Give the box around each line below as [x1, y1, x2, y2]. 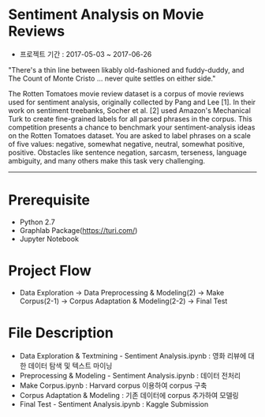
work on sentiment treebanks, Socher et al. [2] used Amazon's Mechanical [8, 105, 251, 115]
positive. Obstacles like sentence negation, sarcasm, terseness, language [8, 148, 247, 157]
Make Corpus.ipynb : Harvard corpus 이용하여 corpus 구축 [19, 381, 207, 390]
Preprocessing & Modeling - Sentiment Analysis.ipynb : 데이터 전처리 [19, 370, 241, 380]
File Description [8, 324, 114, 341]
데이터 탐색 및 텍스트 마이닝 [28, 361, 113, 370]
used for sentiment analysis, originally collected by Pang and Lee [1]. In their [8, 97, 256, 107]
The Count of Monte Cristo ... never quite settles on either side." [8, 73, 216, 83]
